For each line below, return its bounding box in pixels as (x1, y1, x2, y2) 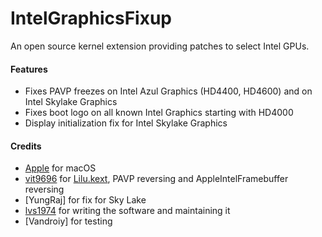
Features (10, 63, 48, 75)
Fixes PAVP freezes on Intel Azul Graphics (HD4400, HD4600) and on (24, 85, 313, 97)
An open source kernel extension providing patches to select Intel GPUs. (10, 40, 310, 52)
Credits (10, 140, 42, 152)
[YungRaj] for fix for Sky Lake (24, 194, 147, 206)
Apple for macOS (24, 162, 97, 174)
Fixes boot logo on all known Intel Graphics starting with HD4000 (24, 107, 294, 119)
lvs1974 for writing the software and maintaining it (24, 205, 231, 217)
